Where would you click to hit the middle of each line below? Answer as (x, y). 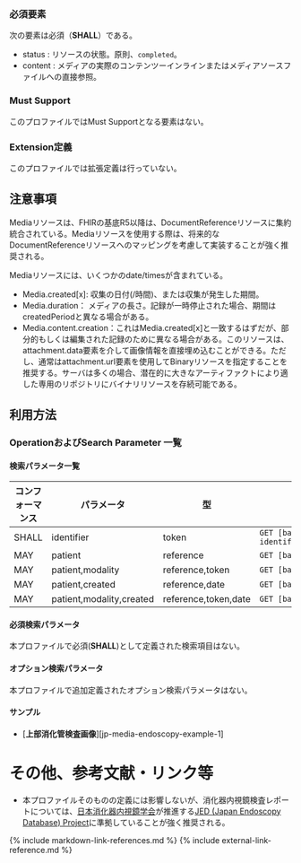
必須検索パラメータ (45, 624)
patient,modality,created (103, 599)
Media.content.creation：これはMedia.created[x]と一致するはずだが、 (151, 327)
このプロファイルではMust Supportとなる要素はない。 (109, 121)
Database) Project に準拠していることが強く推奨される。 (126, 822)
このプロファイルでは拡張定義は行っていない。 (95, 168)
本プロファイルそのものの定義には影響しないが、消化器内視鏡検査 (144, 799)
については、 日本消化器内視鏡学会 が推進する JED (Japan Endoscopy (155, 811)
